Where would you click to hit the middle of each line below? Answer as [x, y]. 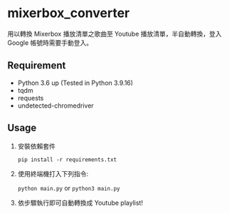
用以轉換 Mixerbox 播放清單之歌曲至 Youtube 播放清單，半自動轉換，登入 [114, 34]
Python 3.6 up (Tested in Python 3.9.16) [75, 83]
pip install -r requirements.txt [67, 159]
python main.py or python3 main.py [69, 188]
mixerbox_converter [69, 13]
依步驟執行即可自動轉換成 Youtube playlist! [80, 203]
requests [31, 98]
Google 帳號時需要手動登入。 [50, 42]
